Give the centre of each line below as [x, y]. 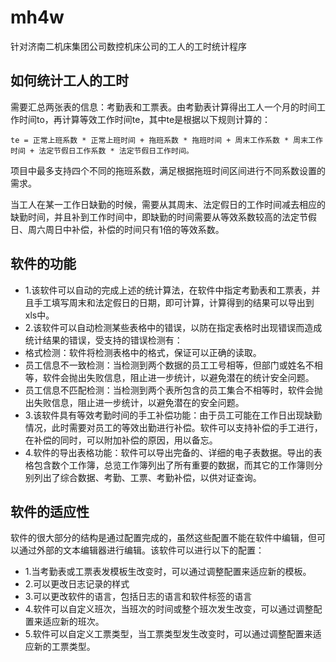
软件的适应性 [50, 511]
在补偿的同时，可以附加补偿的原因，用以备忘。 [121, 440]
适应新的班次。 [73, 622]
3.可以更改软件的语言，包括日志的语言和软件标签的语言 [138, 597]
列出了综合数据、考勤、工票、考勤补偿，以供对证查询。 [147, 477]
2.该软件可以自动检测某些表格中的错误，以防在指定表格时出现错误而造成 [173, 327]
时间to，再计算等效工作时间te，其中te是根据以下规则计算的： [145, 119]
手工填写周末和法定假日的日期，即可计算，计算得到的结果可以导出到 [174, 302]
